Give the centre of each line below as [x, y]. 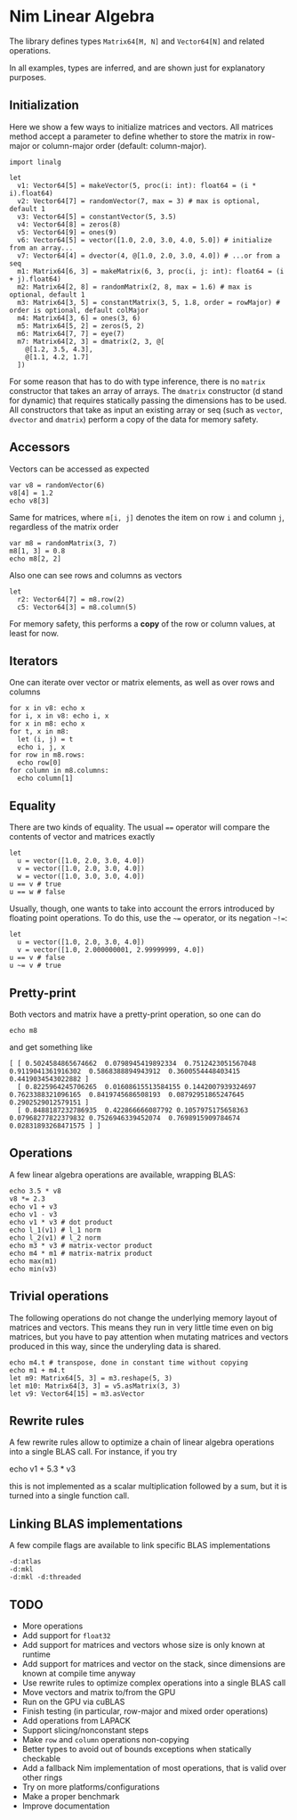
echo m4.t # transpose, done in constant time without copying [129, 1362]
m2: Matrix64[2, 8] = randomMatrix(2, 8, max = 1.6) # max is [135, 287]
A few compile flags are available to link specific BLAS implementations [140, 1545]
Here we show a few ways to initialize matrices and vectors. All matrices [141, 127]
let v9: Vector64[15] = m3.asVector [77, 1394]
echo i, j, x [41, 747]
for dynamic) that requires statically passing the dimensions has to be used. [148, 400]
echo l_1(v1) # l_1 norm [55, 1230]
